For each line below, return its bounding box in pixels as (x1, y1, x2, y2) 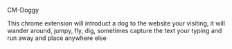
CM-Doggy (7, 6, 39, 14)
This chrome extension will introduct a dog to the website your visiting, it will (7, 19, 225, 27)
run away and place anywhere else (7, 34, 107, 42)
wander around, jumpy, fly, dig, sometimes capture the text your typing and (7, 27, 222, 35)
